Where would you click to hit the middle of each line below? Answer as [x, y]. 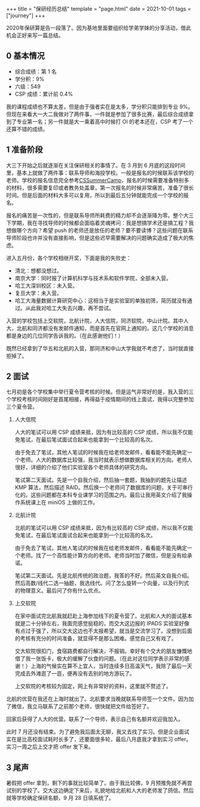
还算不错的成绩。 [27, 129]
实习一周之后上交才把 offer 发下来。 [50, 747]
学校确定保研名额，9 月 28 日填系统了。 [65, 798]
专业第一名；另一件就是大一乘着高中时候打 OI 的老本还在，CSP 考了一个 [105, 121]
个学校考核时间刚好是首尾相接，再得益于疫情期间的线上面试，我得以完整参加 [100, 399]
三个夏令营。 [22, 407]
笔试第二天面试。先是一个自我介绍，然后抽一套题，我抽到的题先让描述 [101, 480]
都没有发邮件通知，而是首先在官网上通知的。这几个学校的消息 [118, 328]
